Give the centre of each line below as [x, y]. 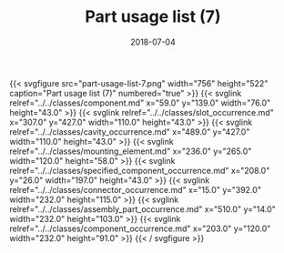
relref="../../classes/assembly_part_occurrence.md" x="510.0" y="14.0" [142, 209]
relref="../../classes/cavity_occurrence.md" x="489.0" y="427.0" [130, 132]
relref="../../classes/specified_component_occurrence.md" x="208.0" [140, 170]
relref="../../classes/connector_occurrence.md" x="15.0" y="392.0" [136, 189]
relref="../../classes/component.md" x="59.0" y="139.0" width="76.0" [140, 103]
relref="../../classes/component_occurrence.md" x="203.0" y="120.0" [140, 228]
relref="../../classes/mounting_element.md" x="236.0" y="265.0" [131, 151]
